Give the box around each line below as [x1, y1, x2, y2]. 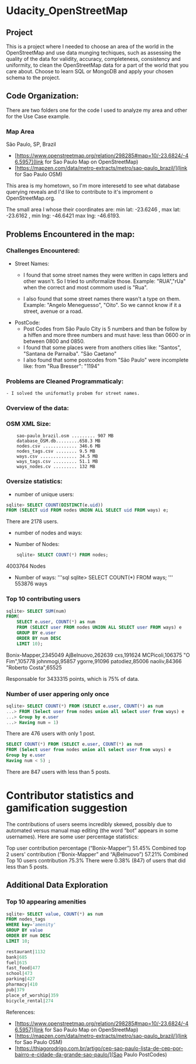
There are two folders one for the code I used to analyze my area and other [6, 107, 187, 114]
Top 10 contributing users [6, 595, 81, 603]
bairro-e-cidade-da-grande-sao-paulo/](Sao [14, 1051, 123, 1058]
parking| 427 [6, 976, 35, 982]
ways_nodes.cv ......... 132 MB [16, 464, 95, 470]
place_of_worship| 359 [6, 992, 59, 998]
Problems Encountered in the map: [6, 229, 135, 239]
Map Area [6, 127, 35, 135]
